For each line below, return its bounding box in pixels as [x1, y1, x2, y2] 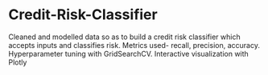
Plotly [8, 57, 27, 67]
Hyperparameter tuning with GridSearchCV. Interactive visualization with [8, 49, 249, 58]
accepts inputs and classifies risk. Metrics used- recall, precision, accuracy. [8, 40, 260, 49]
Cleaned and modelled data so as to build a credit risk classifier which [8, 32, 241, 41]
